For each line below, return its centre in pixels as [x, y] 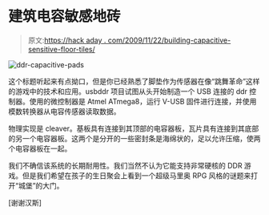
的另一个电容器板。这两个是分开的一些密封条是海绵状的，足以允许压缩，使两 [134, 138]
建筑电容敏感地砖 [65, 16]
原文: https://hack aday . [67, 40]
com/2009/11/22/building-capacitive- [169, 40]
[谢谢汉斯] [25, 202]
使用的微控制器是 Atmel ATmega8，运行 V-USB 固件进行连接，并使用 [143, 101]
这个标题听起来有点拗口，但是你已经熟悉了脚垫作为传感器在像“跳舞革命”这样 [134, 81]
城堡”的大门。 [41, 185]
